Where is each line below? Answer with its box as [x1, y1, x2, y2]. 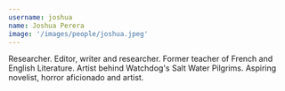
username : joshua [8, 12, 73, 22]
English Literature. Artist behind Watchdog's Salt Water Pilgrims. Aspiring [8, 63, 277, 73]
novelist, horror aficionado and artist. [8, 72, 144, 83]
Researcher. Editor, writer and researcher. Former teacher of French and [8, 54, 273, 64]
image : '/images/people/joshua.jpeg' [8, 29, 149, 38]
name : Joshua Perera [8, 21, 85, 30]
